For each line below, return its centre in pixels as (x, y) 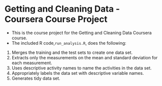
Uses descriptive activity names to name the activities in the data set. (82, 68)
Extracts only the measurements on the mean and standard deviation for (84, 57)
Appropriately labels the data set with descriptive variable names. (78, 73)
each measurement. (32, 63)
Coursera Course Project (56, 19)
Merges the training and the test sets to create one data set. (72, 52)
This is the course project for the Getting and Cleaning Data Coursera (82, 33)
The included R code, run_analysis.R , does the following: (69, 43)
